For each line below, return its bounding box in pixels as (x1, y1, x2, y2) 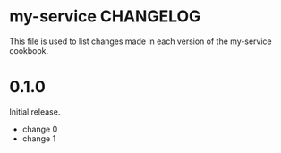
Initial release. (9, 106, 61, 117)
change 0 (21, 123, 58, 134)
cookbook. (9, 45, 49, 55)
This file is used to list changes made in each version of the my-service (9, 36, 273, 47)
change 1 (21, 132, 56, 144)
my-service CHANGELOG (9, 6, 201, 27)
